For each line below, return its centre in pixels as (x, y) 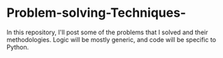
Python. (18, 47)
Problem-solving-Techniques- (96, 13)
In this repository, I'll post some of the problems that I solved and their (107, 32)
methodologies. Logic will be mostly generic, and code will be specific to (111, 39)
